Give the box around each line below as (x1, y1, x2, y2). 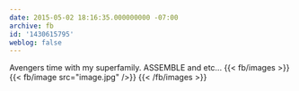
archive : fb (9, 21, 54, 30)
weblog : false (9, 37, 63, 47)
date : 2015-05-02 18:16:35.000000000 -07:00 (9, 12, 179, 22)
